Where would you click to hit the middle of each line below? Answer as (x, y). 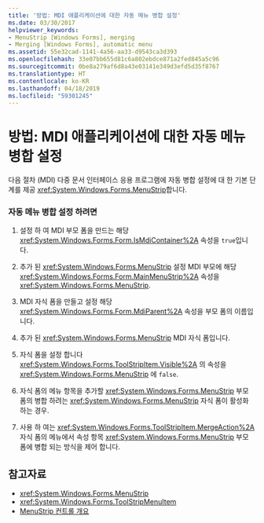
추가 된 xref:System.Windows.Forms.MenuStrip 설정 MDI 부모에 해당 (128, 267)
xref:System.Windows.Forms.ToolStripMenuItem (98, 502)
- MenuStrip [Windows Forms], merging (71, 37)
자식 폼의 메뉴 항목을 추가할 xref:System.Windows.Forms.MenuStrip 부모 (134, 391)
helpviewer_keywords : (44, 30)
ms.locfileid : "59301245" (50, 96)
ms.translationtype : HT (47, 74)
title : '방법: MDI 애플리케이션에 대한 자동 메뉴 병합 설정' (95, 15)
